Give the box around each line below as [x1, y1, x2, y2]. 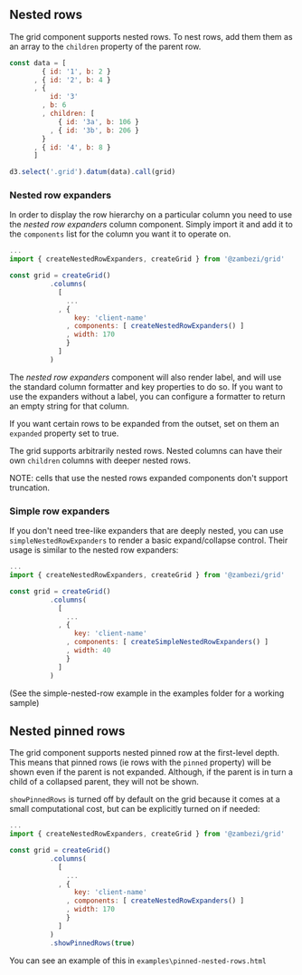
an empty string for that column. [9, 401, 129, 411]
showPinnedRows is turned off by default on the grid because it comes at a [9, 794, 280, 805]
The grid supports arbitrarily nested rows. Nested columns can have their [9, 445, 283, 456]
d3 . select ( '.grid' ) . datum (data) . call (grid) [9, 168, 176, 177]
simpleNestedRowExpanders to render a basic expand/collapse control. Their [9, 535, 288, 546]
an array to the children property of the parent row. [9, 41, 202, 52]
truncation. [9, 482, 51, 493]
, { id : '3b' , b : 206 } [49, 126, 140, 135]
